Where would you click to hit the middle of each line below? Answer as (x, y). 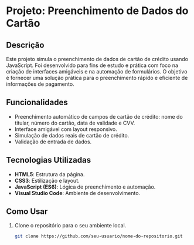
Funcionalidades (37, 103)
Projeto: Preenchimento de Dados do (97, 11)
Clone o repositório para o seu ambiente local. (70, 226)
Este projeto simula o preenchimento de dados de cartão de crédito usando (97, 59)
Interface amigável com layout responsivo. (66, 129)
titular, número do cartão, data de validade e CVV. (75, 123)
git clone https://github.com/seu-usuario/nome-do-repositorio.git (98, 236)
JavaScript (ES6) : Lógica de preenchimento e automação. (85, 187)
